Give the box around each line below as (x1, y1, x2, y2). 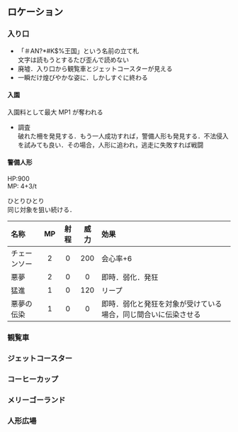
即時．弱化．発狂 (101, 272, 159, 282)
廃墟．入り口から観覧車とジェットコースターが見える (17, 64, 173, 72)
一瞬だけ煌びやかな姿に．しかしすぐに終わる (17, 73, 149, 82)
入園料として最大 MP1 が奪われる (7, 108, 104, 116)
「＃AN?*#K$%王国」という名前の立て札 (17, 46, 140, 55)
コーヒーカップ (7, 374, 59, 384)
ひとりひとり (7, 196, 45, 205)
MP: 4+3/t (7, 182, 37, 191)
